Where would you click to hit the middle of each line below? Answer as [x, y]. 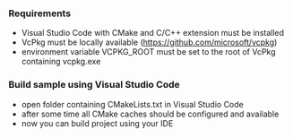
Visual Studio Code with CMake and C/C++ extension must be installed [152, 33]
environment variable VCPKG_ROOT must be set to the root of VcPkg [148, 52]
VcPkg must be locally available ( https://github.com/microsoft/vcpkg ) [149, 42]
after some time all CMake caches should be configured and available [150, 114]
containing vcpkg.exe [61, 62]
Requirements [40, 13]
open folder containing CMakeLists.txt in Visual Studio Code [132, 104]
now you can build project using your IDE [97, 123]
